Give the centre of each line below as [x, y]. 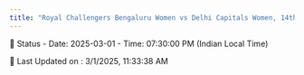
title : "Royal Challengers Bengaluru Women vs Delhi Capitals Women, [143, 18]
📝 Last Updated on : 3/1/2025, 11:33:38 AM [89, 61]
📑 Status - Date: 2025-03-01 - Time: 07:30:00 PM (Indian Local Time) [139, 43]
